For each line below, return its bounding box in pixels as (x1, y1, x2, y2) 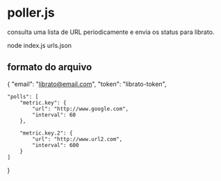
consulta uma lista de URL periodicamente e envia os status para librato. (7, 28, 215, 36)
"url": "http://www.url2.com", (32, 135, 123, 143)
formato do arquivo (7, 61, 92, 74)
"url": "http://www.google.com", (32, 105, 129, 112)
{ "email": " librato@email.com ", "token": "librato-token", (7, 80, 167, 88)
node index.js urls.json (7, 41, 72, 49)
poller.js (7, 5, 55, 21)
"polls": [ (7, 93, 39, 100)
